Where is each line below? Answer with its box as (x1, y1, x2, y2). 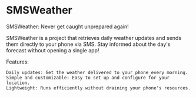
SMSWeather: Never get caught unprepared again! (6, 23, 129, 30)
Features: (6, 58, 29, 65)
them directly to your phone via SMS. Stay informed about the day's (6, 41, 171, 48)
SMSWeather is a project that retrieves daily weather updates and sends (6, 34, 181, 41)
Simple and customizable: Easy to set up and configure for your (6, 75, 170, 81)
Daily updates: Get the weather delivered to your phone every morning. (6, 69, 188, 75)
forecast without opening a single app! (6, 46, 99, 53)
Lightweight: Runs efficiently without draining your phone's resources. (6, 85, 191, 91)
